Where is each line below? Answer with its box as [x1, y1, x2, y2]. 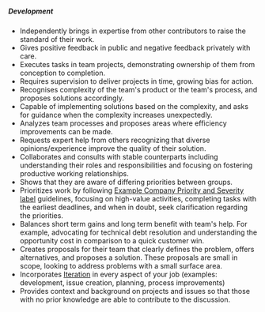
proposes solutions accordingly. [19, 93, 124, 103]
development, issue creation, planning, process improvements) [19, 277, 225, 288]
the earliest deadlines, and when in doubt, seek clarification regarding [19, 202, 248, 212]
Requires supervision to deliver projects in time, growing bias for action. [19, 76, 255, 86]
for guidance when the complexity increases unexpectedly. [19, 110, 213, 119]
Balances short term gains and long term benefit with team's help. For [19, 219, 248, 228]
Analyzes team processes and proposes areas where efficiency [19, 118, 227, 128]
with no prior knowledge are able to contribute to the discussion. [19, 295, 231, 304]
